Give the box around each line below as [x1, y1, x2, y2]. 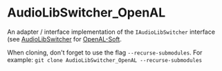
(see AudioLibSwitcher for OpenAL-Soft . [7, 34, 122, 43]
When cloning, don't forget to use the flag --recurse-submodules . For [7, 48, 203, 57]
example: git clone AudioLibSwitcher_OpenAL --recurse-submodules [7, 55, 203, 63]
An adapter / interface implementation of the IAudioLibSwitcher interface [7, 28, 216, 36]
